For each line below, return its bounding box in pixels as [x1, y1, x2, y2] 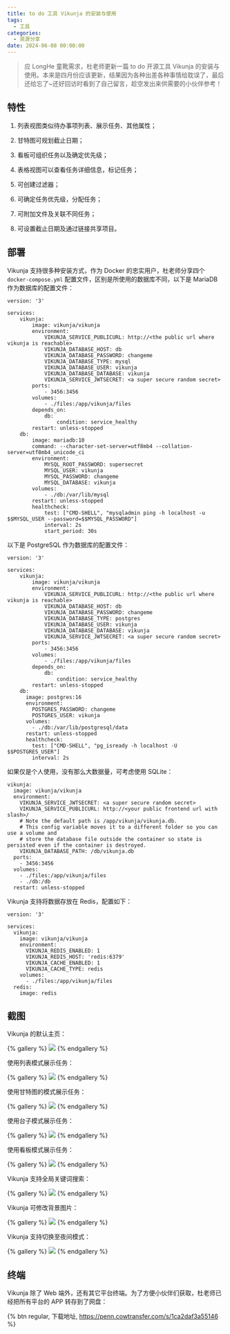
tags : [7, 17, 23, 24]
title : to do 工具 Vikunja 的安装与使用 [7, 10, 117, 17]
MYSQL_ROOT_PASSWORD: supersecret [44, 461, 144, 468]
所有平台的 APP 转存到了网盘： [19, 1297, 108, 1306]
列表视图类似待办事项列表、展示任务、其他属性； [17, 121, 157, 129]
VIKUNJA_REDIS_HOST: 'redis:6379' [25, 953, 126, 960]
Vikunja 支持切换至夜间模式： [7, 1233, 91, 1241]
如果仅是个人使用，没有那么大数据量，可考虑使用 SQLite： [7, 767, 173, 775]
